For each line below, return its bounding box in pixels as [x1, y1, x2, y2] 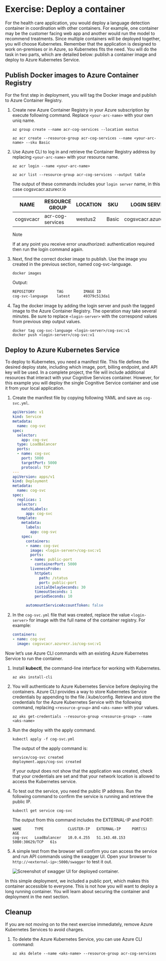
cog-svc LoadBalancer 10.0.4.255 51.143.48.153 [12, 835, 125, 840]
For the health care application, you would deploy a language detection [5, 20, 150, 26]
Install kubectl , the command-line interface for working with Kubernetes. [12, 665, 161, 671]
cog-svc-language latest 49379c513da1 [12, 293, 110, 298]
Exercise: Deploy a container [5, 3, 125, 15]
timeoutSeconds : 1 [34, 589, 73, 594]
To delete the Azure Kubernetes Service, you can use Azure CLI [12, 936, 142, 942]
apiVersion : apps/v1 [12, 474, 55, 479]
